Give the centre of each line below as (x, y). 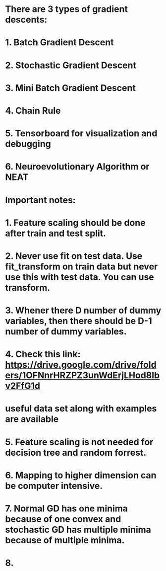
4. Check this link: (43, 354)
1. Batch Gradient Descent (59, 42)
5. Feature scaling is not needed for (79, 442)
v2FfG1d (23, 386)
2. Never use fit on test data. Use (74, 256)
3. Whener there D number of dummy (83, 310)
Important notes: (40, 200)
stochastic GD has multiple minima (78, 530)
